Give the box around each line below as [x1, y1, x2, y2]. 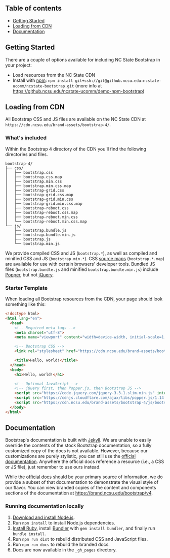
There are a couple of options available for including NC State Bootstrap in [5, 56, 160, 63]
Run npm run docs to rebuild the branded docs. [12, 541, 110, 547]
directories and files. [5, 151, 48, 157]
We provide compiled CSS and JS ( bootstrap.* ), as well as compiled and [5, 250, 158, 256]
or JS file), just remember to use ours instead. [5, 464, 101, 470]
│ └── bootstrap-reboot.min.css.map [5, 219, 87, 224]
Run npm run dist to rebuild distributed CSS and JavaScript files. [12, 536, 148, 542]
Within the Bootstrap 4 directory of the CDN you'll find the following [5, 146, 147, 152]
